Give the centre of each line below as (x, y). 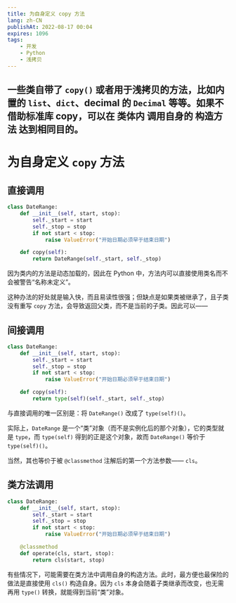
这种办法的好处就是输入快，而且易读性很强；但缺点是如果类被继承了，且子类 (118, 297)
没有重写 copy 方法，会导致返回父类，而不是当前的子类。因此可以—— (108, 306)
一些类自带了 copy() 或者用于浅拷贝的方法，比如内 (116, 90)
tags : (15, 40)
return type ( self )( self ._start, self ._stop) (99, 399)
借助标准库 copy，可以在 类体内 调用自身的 (100, 116)
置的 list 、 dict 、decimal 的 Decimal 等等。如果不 (116, 103)
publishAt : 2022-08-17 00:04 (50, 27)
